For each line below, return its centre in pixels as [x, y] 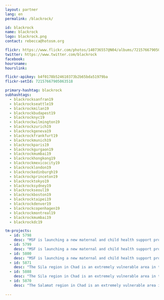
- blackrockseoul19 [29, 190]
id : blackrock [20, 27]
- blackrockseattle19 [31, 104]
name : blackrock [21, 32]
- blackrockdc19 [26, 222]
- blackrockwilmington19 [35, 122]
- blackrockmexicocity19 [35, 163]
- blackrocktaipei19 [30, 199]
